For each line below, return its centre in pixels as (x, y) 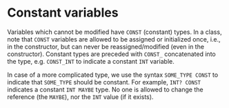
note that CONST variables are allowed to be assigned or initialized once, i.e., (114, 39)
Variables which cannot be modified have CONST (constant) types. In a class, (114, 32)
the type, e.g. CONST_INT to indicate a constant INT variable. (91, 61)
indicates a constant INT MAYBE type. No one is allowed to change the (105, 89)
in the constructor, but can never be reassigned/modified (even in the (106, 46)
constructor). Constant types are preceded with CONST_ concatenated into (111, 54)
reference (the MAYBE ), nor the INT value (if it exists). (80, 97)
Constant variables (63, 13)
